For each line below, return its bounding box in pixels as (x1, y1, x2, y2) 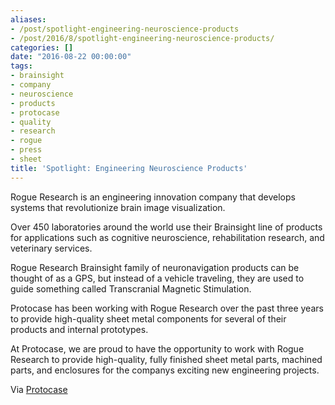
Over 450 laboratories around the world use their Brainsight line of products (10, 221, 323, 233)
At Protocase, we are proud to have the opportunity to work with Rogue (10, 342, 305, 355)
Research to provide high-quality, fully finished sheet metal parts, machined (10, 353, 323, 365)
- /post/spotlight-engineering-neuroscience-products (10, 24, 240, 34)
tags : (10, 61, 33, 71)
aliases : (10, 14, 47, 25)
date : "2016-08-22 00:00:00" (10, 52, 132, 62)
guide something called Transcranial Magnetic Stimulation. (10, 282, 252, 295)
